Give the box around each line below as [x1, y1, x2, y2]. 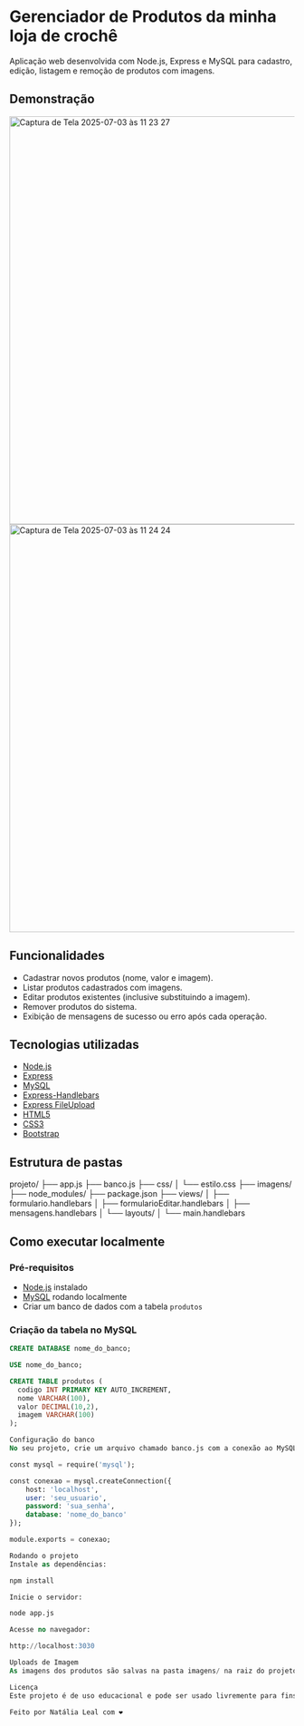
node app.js [9, 1609, 54, 1618]
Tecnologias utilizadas [9, 1036, 139, 1052]
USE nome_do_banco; [9, 1361, 83, 1370]
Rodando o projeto [9, 1551, 79, 1560]
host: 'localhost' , [25, 1485, 100, 1494]
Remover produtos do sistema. [22, 1001, 138, 1012]
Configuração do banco [9, 1435, 95, 1445]
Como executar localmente [9, 1234, 166, 1249]
